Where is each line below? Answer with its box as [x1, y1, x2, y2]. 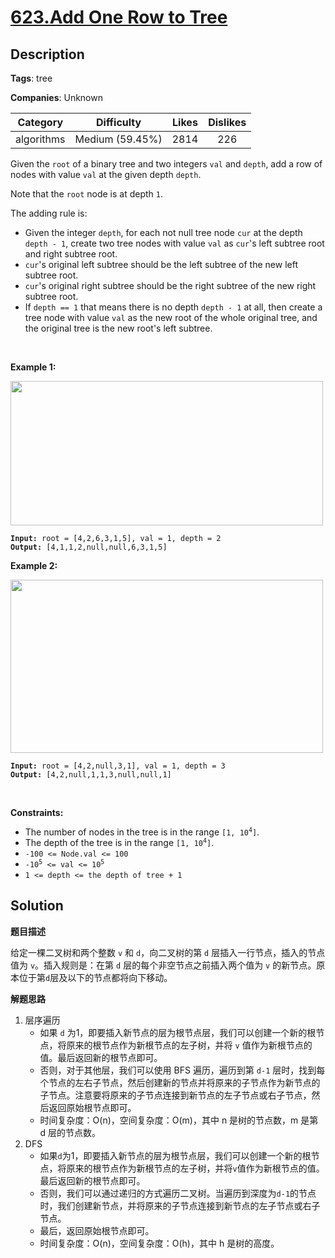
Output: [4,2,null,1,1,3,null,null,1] [10, 770, 172, 780]
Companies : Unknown [10, 92, 103, 103]
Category [17, 116, 64, 129]
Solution [10, 897, 64, 915]
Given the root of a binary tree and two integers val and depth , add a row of [10, 158, 323, 170]
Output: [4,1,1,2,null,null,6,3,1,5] [10, 542, 168, 552]
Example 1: [10, 361, 57, 373]
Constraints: [10, 807, 64, 818]
